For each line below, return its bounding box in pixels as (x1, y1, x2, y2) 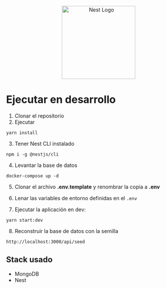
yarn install (6, 129, 38, 136)
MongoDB (14, 270, 39, 277)
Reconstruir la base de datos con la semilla (14, 227, 118, 234)
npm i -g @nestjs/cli (6, 151, 59, 157)
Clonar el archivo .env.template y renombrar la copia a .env (14, 183, 160, 190)
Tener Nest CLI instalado (14, 140, 74, 147)
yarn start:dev (6, 217, 43, 223)
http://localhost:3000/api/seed (6, 239, 85, 245)
